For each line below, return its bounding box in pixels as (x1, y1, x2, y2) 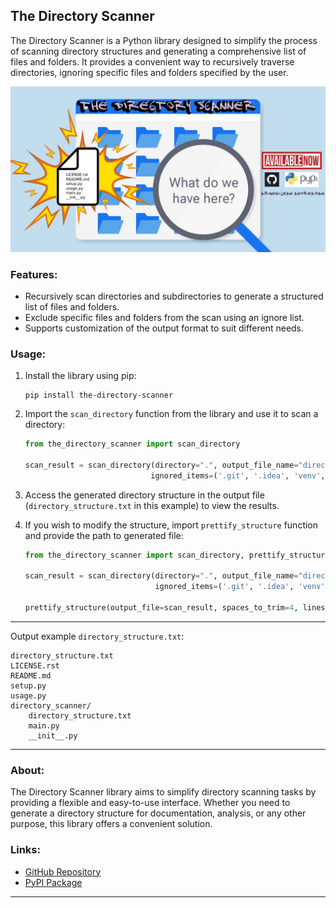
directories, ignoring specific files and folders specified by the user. (10, 66, 289, 78)
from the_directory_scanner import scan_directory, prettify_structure (24, 550, 330, 560)
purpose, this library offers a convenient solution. (10, 818, 213, 830)
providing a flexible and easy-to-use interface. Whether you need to (10, 797, 291, 809)
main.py (28, 720, 60, 731)
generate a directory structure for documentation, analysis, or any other (10, 807, 307, 819)
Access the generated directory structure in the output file (24, 489, 265, 501)
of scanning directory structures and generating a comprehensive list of (10, 45, 307, 57)
